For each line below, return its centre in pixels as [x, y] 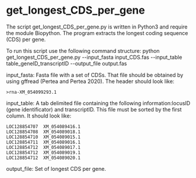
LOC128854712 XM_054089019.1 [44, 152]
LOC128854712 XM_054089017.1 [44, 147]
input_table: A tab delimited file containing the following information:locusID [98, 103]
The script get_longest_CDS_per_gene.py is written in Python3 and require [97, 27]
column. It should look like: [39, 116]
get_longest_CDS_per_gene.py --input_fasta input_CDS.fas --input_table [94, 57]
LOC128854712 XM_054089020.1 [44, 158]
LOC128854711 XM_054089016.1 [44, 142]
